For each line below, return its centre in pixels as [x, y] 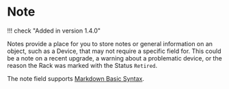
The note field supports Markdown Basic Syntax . [76, 78]
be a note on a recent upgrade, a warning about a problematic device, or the [114, 58]
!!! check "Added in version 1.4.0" [54, 31]
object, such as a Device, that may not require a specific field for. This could [114, 51]
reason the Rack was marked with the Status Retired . [82, 65]
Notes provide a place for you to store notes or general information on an [110, 43]
